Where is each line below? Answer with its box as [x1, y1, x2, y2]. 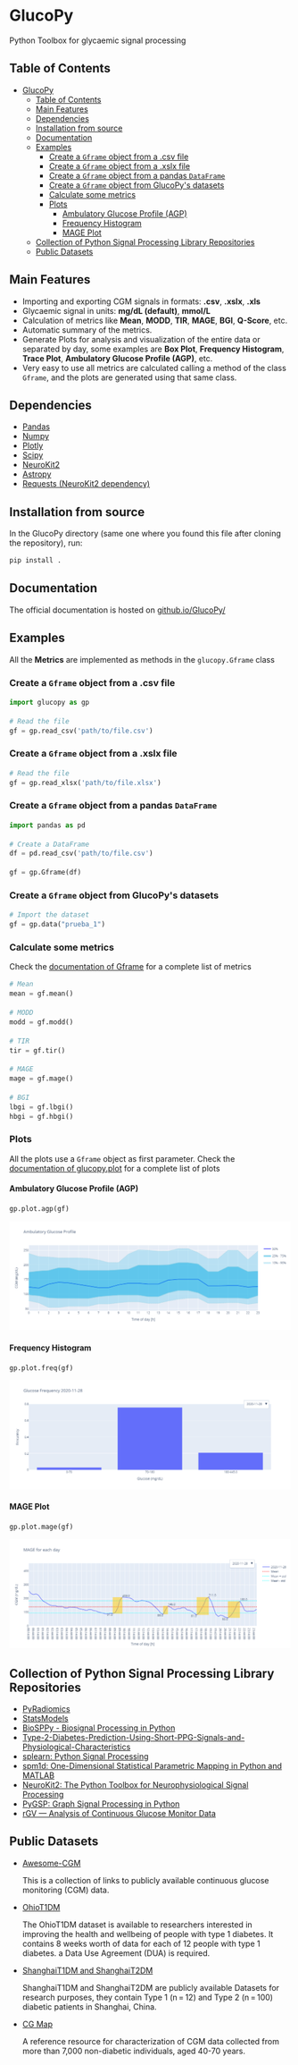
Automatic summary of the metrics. [21, 324, 153, 335]
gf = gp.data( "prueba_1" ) [9, 920, 105, 929]
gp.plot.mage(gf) [9, 1522, 74, 1531]
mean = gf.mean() [9, 989, 74, 998]
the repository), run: [9, 537, 83, 548]
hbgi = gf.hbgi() [9, 1112, 74, 1121]
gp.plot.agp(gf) [9, 1205, 70, 1214]
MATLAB [21, 1770, 55, 1781]
